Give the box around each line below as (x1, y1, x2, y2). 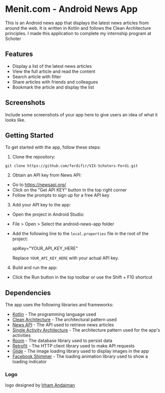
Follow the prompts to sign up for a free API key (12, 192, 110, 198)
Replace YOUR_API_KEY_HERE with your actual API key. (12, 255, 120, 261)
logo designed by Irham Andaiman (5, 382, 75, 388)
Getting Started (5, 131, 54, 140)
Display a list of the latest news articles (12, 63, 92, 69)
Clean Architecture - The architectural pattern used (12, 317, 117, 323)
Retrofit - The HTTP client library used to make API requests (12, 343, 135, 349)
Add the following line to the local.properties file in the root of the (12, 231, 149, 237)
